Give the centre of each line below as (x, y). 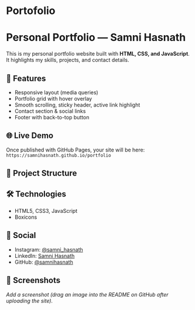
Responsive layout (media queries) (56, 92)
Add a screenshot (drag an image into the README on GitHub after (87, 294)
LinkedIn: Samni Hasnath (45, 256)
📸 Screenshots (33, 280)
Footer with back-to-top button (52, 117)
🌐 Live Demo (30, 136)
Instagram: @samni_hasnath (49, 249)
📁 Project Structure (42, 173)
